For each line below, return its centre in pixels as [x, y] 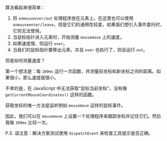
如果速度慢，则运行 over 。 [40, 43]
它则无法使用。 [28, 31]
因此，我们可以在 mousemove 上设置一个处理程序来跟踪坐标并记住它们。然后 [83, 116]
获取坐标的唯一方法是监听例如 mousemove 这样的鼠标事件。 [66, 105]
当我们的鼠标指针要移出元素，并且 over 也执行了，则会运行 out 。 [80, 50]
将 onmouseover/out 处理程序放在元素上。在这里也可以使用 [73, 18]
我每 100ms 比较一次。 [28, 122]
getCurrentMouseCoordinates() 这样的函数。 [51, 95]
